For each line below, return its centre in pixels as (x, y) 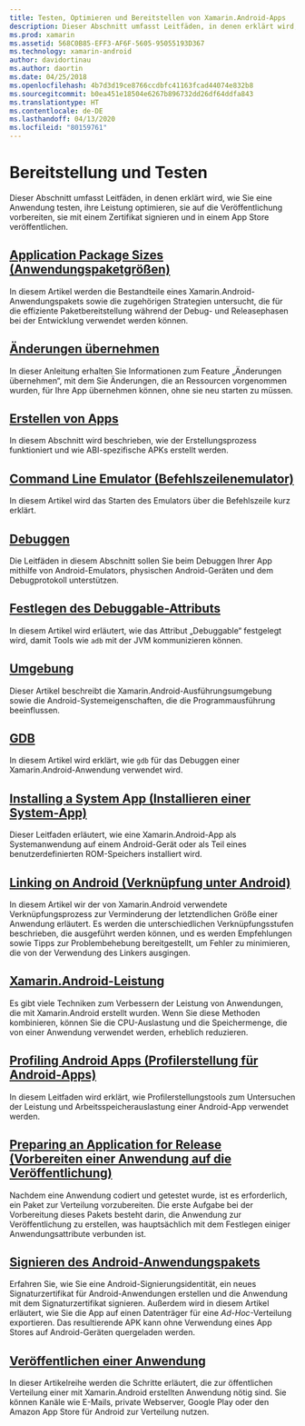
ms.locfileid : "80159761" (58, 128)
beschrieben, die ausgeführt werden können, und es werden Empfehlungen (151, 933)
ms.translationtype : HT (54, 102)
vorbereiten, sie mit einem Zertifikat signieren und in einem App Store (139, 217)
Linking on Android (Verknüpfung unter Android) (150, 883)
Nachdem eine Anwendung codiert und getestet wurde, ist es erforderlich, (148, 1195)
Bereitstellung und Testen (109, 173)
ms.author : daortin (46, 69)
